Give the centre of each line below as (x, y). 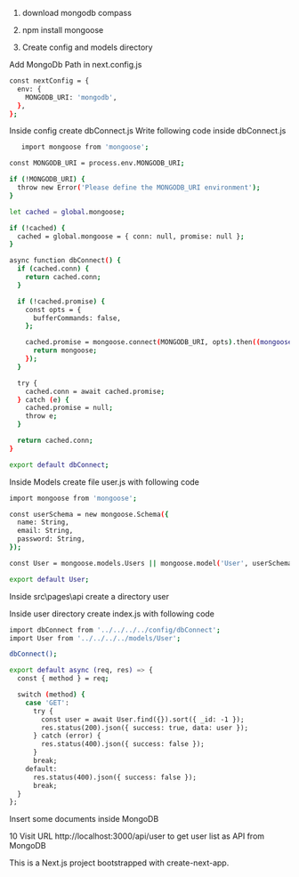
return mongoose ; (65, 350)
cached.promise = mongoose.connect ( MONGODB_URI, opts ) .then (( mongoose (159, 342)
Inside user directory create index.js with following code (112, 614)
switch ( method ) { (52, 695)
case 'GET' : (47, 703)
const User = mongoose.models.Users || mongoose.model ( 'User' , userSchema (151, 563)
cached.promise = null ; (69, 408)
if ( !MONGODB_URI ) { (48, 180)
